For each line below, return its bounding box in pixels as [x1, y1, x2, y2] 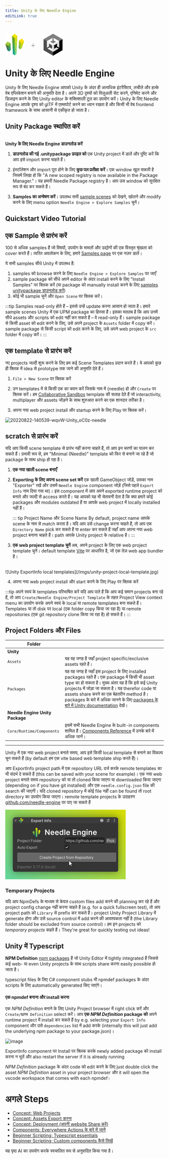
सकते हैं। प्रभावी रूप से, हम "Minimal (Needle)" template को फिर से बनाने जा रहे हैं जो [5, 451, 154, 457]
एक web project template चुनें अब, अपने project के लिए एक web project [12, 542, 147, 549]
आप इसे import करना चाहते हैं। [12, 157, 66, 163]
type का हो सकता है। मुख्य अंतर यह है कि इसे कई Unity [64, 680, 158, 686]
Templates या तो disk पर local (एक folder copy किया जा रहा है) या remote [5, 606, 142, 612]
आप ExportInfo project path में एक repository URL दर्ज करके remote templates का [5, 766, 162, 772]
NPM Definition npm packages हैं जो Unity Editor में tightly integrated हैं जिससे [5, 955, 158, 962]
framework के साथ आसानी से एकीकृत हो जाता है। [5, 107, 90, 113]
